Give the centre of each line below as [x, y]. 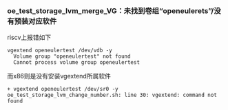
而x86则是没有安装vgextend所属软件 [59, 76]
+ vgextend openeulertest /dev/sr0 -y [63, 89]
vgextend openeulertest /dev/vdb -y [60, 51]
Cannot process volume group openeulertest [76, 63]
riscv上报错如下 [29, 37]
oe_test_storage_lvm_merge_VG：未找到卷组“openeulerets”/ [111, 10]
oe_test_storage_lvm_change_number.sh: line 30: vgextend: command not [112, 95]
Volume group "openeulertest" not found [72, 56]
